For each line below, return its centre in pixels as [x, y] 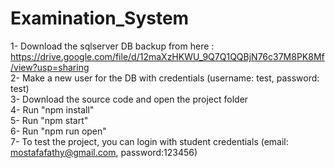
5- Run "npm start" [49, 120]
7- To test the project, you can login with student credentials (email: [149, 141]
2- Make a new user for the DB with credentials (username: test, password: [165, 78]
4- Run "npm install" [52, 109]
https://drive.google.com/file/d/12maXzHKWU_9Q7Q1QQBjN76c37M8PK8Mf [167, 56]
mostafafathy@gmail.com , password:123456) [104, 152]
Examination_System [100, 18]
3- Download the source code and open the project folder [129, 99]
